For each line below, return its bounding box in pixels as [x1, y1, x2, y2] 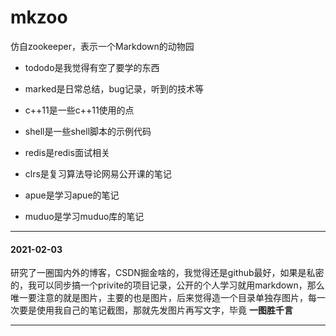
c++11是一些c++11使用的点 [24, 104, 135, 116]
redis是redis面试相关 [24, 146, 110, 158]
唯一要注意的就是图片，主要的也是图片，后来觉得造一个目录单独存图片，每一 [10, 292, 326, 304]
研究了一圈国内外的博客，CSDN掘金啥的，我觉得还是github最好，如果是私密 [10, 267, 325, 279]
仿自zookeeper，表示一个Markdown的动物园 [10, 40, 195, 52]
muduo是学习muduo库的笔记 [24, 210, 145, 222]
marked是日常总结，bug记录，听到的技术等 [24, 82, 204, 95]
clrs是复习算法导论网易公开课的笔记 [24, 167, 172, 180]
